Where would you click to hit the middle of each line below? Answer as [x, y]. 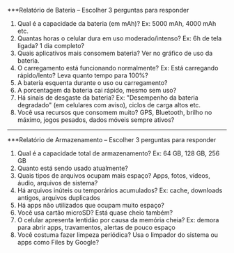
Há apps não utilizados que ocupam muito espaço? [91, 205]
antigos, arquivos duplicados [59, 198]
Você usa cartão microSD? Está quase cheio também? [95, 213]
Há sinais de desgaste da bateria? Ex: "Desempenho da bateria [108, 98]
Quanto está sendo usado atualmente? [73, 168]
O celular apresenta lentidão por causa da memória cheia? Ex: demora [118, 220]
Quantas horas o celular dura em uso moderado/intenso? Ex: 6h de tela [119, 38]
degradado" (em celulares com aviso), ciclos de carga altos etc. [109, 105]
